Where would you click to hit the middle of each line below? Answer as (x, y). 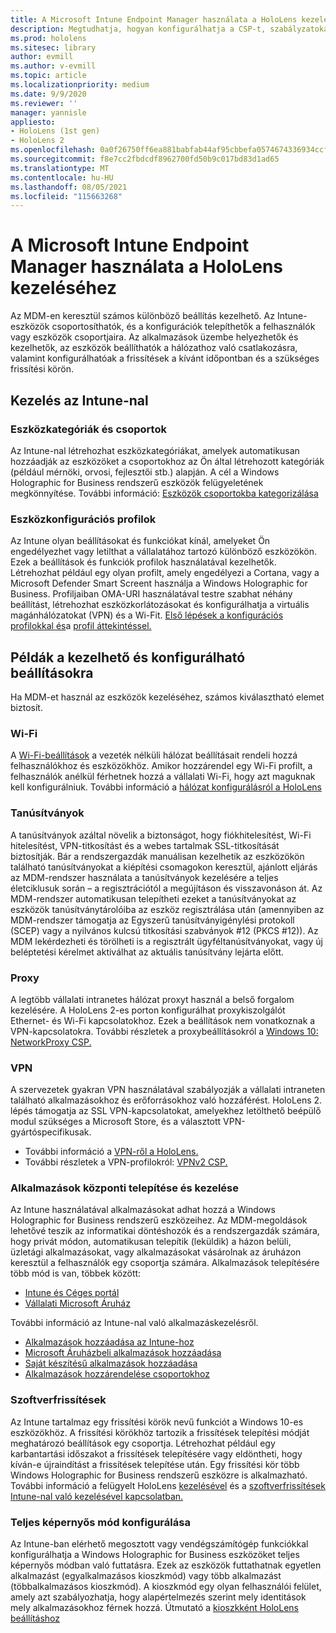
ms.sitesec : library (53, 47)
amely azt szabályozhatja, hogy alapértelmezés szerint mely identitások (158, 1597)
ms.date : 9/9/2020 (48, 94)
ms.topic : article (48, 76)
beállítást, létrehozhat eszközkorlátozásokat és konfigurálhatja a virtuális (160, 605)
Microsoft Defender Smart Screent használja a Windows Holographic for (159, 583)
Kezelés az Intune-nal (79, 400)
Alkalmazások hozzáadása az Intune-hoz (109, 1342)
